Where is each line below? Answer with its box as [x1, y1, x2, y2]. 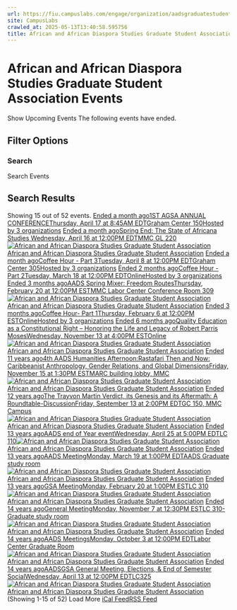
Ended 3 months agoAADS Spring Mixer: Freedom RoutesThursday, [7, 279, 203, 287]
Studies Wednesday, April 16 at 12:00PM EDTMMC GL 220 [7, 234, 177, 242]
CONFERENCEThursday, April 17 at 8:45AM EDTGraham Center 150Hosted [7, 219, 224, 227]
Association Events [7, 91, 123, 107]
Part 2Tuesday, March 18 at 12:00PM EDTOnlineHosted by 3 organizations [7, 271, 222, 280]
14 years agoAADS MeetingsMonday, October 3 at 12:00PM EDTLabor [7, 534, 211, 543]
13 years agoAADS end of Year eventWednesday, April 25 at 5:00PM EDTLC [7, 429, 228, 437]
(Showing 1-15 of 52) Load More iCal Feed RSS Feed [7, 594, 157, 603]
